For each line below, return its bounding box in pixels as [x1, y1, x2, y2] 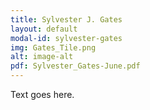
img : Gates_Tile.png [10, 42, 97, 53]
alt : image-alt [10, 52, 74, 62]
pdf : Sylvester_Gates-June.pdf [10, 61, 141, 71]
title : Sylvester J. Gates [10, 14, 123, 25]
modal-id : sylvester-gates [10, 33, 123, 43]
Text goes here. [10, 89, 75, 100]
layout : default [10, 24, 78, 34]
